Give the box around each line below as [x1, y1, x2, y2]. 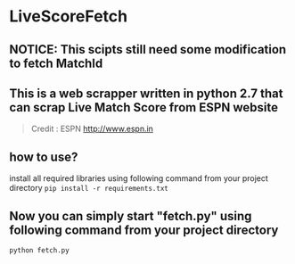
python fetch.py [9, 246, 70, 255]
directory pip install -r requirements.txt [9, 183, 169, 194]
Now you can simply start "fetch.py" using [9, 208, 252, 224]
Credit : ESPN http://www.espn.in [30, 123, 154, 135]
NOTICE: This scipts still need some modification [9, 42, 287, 57]
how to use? [9, 149, 78, 164]
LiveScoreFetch [9, 6, 127, 27]
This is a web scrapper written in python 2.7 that [9, 86, 283, 101]
